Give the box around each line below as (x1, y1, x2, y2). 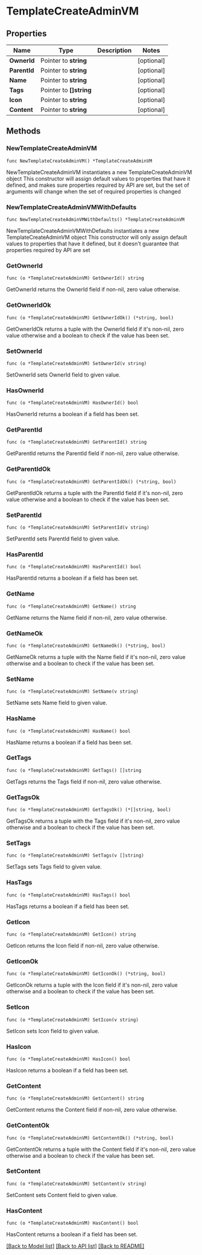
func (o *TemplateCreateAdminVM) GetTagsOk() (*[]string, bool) (6, 807, 171, 813)
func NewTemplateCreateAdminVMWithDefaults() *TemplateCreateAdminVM (6, 216, 185, 222)
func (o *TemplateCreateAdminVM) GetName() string (6, 603, 136, 609)
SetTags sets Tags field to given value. (6, 863, 103, 871)
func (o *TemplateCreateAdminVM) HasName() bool (6, 728, 131, 734)
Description (97, 47, 132, 54)
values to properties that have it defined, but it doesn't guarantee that (6, 240, 179, 247)
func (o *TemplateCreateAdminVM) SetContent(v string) (6, 1181, 147, 1187)
